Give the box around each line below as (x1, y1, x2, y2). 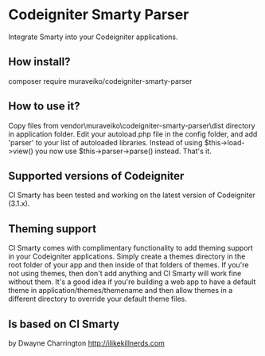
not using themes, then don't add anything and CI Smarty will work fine (8, 269, 242, 279)
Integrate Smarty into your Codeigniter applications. (8, 32, 178, 42)
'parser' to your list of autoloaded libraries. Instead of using (8, 137, 203, 147)
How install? (8, 55, 71, 69)
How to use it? (8, 100, 80, 113)
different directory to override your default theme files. (8, 294, 187, 304)
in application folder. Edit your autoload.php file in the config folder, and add (8, 129, 258, 139)
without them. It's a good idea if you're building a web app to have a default (8, 277, 256, 287)
